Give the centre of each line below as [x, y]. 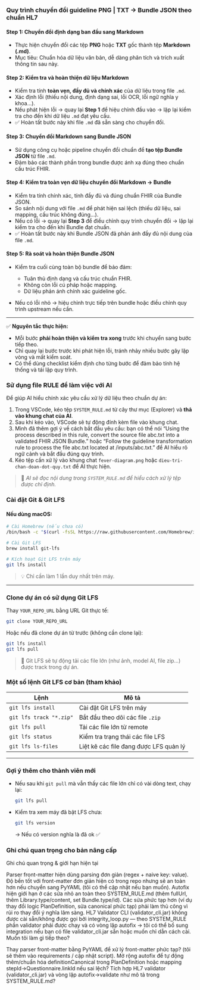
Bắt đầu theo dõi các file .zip [120, 717]
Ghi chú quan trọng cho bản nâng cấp [62, 850]
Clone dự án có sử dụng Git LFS [52, 597]
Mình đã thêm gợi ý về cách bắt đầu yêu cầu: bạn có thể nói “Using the [102, 429]
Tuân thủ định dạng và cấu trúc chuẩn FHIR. [78, 278]
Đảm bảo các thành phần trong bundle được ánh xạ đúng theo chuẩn [99, 162]
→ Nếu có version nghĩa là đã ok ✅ [57, 834]
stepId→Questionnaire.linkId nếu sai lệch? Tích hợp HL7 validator [86, 969]
